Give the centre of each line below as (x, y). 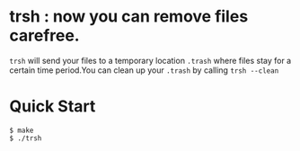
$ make (22, 130)
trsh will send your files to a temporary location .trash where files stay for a (150, 60)
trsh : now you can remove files (129, 17)
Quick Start (53, 107)
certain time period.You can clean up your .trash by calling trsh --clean (144, 70)
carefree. (44, 36)
